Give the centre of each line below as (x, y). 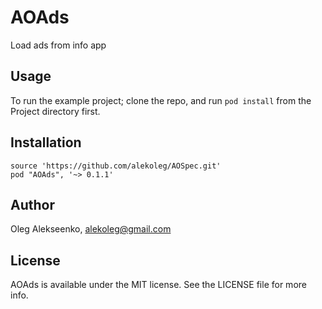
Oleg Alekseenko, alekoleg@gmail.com (91, 229)
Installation (46, 142)
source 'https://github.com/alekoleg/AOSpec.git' (116, 166)
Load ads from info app (58, 45)
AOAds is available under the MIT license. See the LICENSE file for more (158, 285)
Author (32, 204)
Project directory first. (55, 111)
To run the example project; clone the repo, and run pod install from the (161, 100)
